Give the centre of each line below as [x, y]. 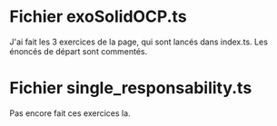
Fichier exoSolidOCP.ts [99, 17]
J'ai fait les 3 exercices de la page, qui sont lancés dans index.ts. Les [138, 42]
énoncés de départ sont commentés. [79, 51]
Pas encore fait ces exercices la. [70, 113]
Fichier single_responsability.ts [131, 88]
